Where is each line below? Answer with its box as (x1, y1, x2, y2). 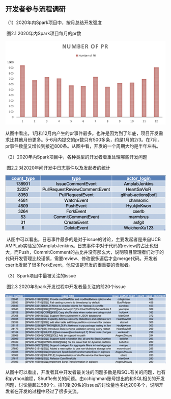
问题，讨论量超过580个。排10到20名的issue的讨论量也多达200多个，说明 (5, 382, 159, 388)
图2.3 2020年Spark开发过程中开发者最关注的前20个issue (6, 283, 126, 290)
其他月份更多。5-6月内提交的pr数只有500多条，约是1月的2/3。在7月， (14, 137, 162, 143)
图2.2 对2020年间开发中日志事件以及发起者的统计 (6, 165, 110, 171)
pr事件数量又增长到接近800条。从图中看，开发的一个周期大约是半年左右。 (5, 143, 161, 149)
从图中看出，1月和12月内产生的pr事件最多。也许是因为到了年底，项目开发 (5, 130, 159, 136)
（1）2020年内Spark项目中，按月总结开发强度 (5, 19, 102, 26)
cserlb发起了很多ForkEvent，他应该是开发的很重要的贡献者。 (5, 262, 133, 268)
